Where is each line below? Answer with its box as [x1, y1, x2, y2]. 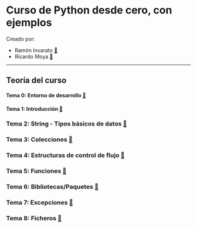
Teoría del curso [6, 76, 67, 86]
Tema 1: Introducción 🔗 [6, 105, 63, 112]
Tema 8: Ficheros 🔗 [6, 214, 62, 222]
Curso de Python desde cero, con [6, 4, 172, 17]
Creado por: [6, 35, 35, 42]
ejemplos [6, 16, 52, 29]
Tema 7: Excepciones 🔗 [6, 199, 73, 207]
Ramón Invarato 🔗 [14, 46, 58, 53]
